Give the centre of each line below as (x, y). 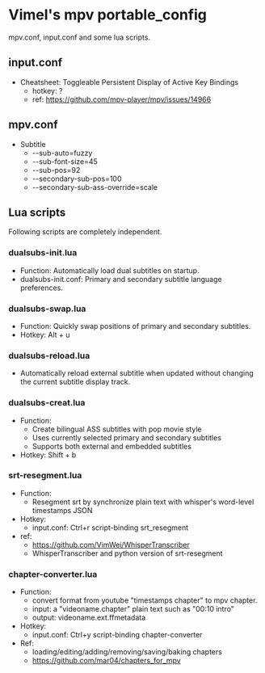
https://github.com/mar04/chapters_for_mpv (106, 661)
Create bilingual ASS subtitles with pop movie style (117, 429)
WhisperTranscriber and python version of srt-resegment (128, 553)
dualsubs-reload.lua (49, 355)
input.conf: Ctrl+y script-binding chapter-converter (117, 635)
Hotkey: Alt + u (45, 334)
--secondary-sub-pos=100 (77, 179)
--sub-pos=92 (56, 170)
